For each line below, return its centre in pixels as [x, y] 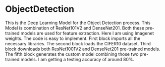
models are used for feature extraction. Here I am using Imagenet [87, 33]
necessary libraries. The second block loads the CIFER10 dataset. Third [78, 43]
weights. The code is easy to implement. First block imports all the [73, 38]
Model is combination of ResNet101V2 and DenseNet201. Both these [75, 28]
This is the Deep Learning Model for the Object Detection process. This [78, 23]
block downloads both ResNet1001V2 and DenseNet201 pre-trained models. [83, 49]
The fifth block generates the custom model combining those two [72, 54]
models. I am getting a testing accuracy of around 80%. [78, 59]
